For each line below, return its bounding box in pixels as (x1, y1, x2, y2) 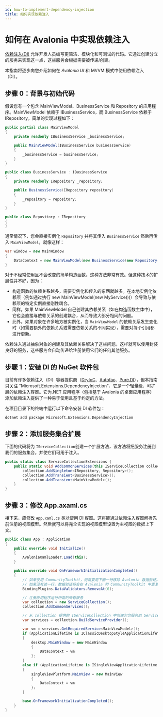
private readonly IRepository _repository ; (14, 179, 103, 184)
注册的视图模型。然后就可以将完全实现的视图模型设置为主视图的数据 (9, 521, 146, 527)
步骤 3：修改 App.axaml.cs (5, 501, 87, 509)
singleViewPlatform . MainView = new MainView (31, 672, 123, 677)
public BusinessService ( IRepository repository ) (14, 188, 114, 192)
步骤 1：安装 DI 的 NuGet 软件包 (5, 363, 99, 371)
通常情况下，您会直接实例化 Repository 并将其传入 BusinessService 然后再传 (5, 233, 158, 239)
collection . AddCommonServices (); (22, 604, 90, 609)
